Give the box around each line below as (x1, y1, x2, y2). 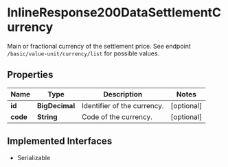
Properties (7, 69, 54, 81)
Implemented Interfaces (7, 136, 113, 147)
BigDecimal (36, 101, 76, 110)
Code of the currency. (81, 112, 153, 121)
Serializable (16, 153, 51, 162)
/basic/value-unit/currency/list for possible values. (7, 49, 160, 57)
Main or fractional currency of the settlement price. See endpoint (7, 42, 191, 50)
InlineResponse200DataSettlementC (7, 5, 222, 21)
